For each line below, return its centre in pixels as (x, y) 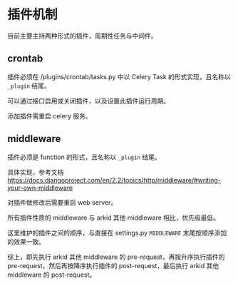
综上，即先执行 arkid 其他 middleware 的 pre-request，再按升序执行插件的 (116, 257)
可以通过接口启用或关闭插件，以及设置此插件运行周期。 (88, 101)
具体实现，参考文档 (36, 172)
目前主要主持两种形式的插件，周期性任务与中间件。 (82, 36)
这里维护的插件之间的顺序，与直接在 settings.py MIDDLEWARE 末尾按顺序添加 (117, 233)
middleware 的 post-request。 (52, 275)
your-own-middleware (40, 188)
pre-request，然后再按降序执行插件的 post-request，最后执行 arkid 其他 (113, 265)
